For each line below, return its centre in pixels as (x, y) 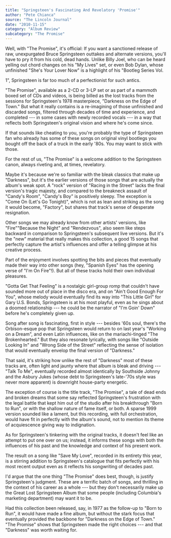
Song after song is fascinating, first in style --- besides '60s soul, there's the (86, 323)
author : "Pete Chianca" (31, 15)
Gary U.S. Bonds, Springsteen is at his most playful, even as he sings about (84, 302)
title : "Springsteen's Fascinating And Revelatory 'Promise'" (73, 10)
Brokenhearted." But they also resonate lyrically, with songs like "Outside (82, 340)
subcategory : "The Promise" (35, 34)
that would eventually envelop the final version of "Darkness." (70, 350)
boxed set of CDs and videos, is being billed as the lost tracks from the (80, 96)
